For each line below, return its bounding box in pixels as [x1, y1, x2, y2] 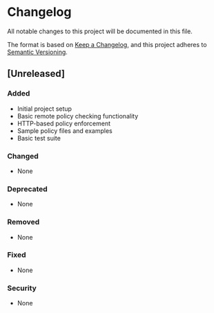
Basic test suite [17, 134, 61, 142]
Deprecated [7, 184, 48, 194]
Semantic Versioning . [7, 48, 68, 56]
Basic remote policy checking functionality [17, 111, 139, 120]
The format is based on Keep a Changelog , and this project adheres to [7, 40, 207, 48]
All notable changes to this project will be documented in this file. [7, 27, 193, 35]
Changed [7, 151, 39, 161]
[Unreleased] [7, 68, 66, 80]
